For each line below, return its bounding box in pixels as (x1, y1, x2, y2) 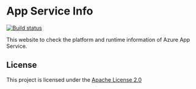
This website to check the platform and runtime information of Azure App (6, 36, 191, 43)
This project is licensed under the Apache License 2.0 (6, 76, 142, 83)
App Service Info (6, 4, 93, 18)
